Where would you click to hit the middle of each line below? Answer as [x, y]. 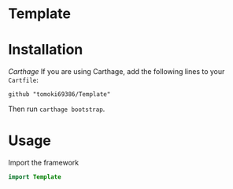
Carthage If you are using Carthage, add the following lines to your [116, 72]
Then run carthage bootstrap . [57, 109]
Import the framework [44, 163]
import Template [35, 177]
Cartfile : [24, 80]
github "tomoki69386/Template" [59, 94]
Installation [46, 50]
